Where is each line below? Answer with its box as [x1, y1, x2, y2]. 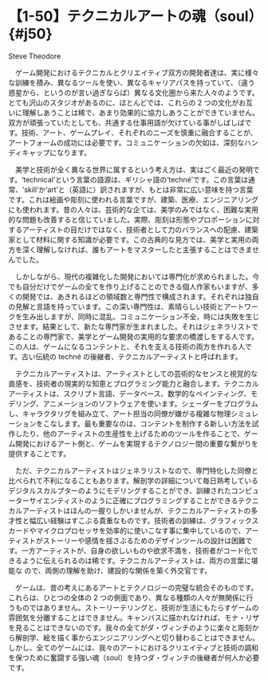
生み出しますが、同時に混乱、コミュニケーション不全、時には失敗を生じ [22, 311, 260, 321]
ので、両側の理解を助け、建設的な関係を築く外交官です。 [23, 566, 212, 575]
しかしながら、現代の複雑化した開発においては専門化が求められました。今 [14, 271, 260, 281]
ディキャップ [8, 147, 50, 157]
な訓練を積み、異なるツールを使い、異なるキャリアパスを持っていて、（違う [8, 78, 255, 87]
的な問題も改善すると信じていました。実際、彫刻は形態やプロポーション [8, 214, 246, 224]
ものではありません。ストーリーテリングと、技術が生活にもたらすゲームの [14, 602, 259, 612]
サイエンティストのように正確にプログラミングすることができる [29, 495, 238, 505]
